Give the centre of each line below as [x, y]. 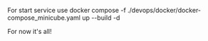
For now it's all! [30, 31]
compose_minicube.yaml [44, 18]
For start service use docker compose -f [67, 10]
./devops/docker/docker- [164, 10]
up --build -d [101, 18]
